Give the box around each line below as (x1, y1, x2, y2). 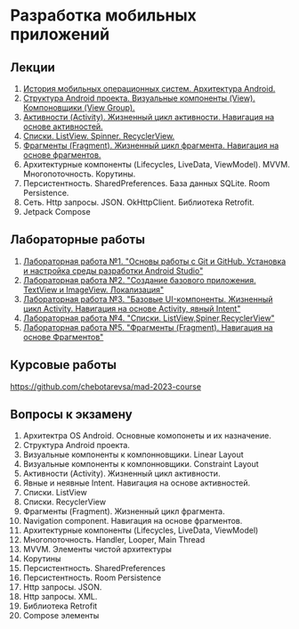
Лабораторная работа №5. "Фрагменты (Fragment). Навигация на (22, 322, 274, 332)
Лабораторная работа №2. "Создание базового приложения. (22, 274, 256, 285)
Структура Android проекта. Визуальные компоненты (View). (22, 93, 256, 103)
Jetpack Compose (22, 207, 92, 216)
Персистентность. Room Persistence (22, 572, 162, 584)
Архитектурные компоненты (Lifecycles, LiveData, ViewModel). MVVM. (22, 159, 290, 169)
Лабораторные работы (10, 233, 146, 248)
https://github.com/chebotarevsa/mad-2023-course (10, 380, 202, 392)
